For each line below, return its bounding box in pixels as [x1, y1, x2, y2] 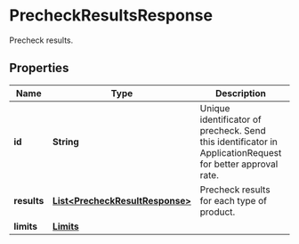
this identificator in [199, 135, 279, 148]
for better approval [199, 158, 279, 170]
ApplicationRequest [199, 146, 282, 159]
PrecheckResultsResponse [9, 5, 214, 26]
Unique [199, 102, 230, 114]
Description [214, 86, 267, 99]
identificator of [199, 113, 262, 126]
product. [199, 206, 236, 218]
